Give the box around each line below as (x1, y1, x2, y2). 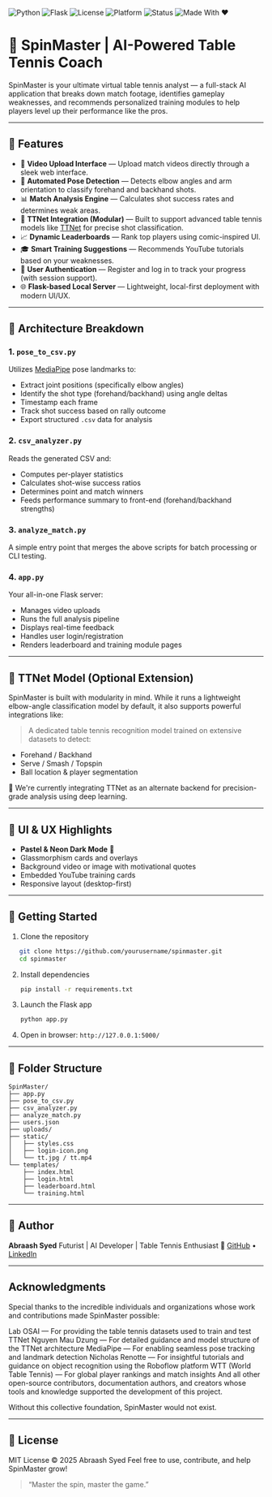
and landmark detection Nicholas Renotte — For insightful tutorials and (8, 1352, 244, 1361)
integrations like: (8, 710, 64, 720)
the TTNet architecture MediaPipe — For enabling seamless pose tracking (8, 1344, 255, 1353)
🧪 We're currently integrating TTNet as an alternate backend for (8, 783, 221, 793)
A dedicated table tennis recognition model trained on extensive (28, 726, 242, 736)
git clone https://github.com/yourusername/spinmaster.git (19, 947, 223, 956)
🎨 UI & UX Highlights (8, 822, 113, 836)
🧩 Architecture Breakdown (8, 321, 144, 336)
